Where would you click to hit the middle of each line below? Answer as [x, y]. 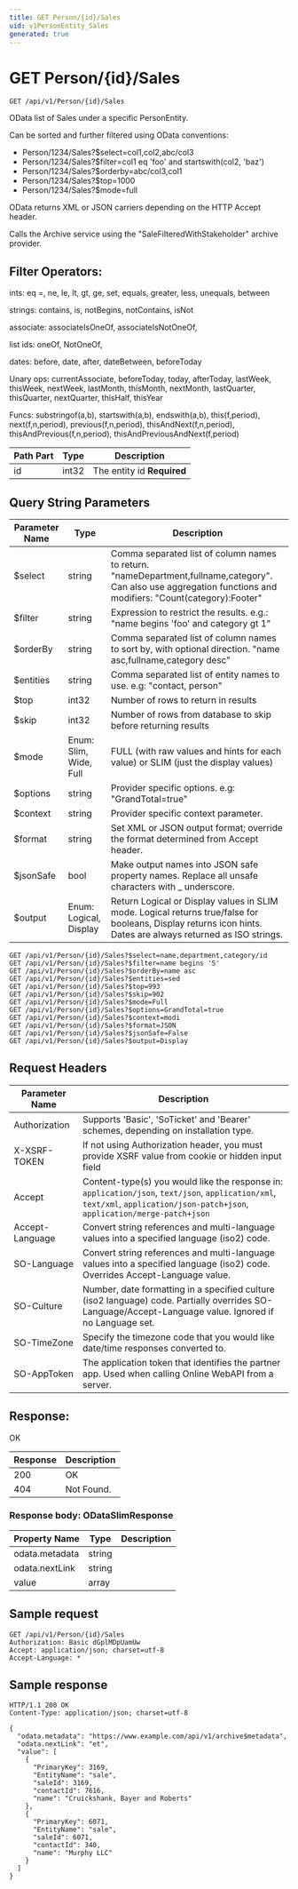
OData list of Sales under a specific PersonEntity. [99, 118]
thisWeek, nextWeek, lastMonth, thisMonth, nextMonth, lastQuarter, [133, 388]
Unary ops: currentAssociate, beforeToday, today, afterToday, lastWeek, [141, 379]
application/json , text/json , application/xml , [180, 1192]
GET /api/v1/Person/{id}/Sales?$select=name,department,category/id [138, 955]
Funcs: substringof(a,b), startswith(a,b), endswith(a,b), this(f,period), [135, 415]
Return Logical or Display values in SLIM [194, 901]
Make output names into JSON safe [184, 865]
